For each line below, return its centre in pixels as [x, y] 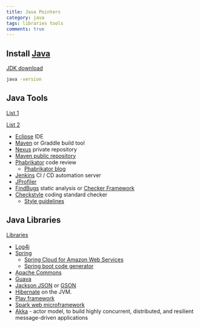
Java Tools [27, 98]
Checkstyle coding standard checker [61, 194]
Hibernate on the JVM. [43, 292]
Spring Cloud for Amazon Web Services [74, 260]
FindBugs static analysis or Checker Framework [75, 188]
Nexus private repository [46, 149]
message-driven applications [52, 317]
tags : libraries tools [35, 23]
